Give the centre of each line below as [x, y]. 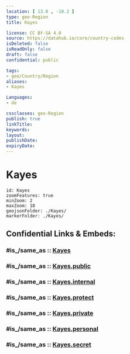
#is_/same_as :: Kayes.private [50, 313]
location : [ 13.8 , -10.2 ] [40, 11]
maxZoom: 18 [20, 206]
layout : [16, 135]
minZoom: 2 [19, 200]
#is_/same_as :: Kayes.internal [51, 282]
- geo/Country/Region [32, 76]
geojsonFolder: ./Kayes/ [36, 211]
